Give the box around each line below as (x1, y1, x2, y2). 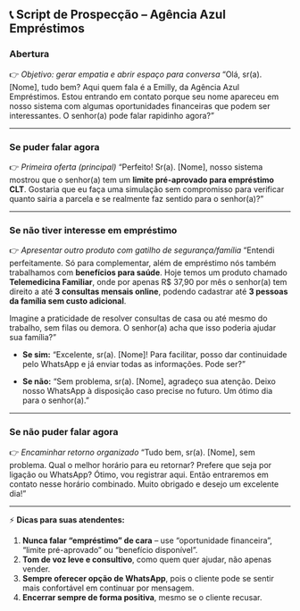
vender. (21, 563, 51, 574)
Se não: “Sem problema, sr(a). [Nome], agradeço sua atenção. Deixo (21, 376, 277, 387)
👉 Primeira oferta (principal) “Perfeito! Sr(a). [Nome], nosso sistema (9, 161, 263, 172)
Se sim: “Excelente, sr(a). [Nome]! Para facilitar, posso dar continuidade (21, 349, 287, 360)
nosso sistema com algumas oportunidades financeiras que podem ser (9, 100, 271, 111)
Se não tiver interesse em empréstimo (9, 223, 178, 236)
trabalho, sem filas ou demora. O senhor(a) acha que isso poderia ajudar (9, 322, 277, 333)
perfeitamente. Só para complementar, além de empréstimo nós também (9, 258, 277, 269)
